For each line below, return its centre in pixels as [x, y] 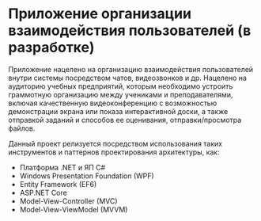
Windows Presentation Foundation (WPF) [87, 176]
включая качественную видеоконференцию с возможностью [113, 103]
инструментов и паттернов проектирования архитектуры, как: [114, 152]
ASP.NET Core [43, 192]
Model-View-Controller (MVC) [68, 201]
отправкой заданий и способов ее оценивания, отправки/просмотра [125, 120]
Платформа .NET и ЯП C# [62, 167]
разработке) [51, 48]
